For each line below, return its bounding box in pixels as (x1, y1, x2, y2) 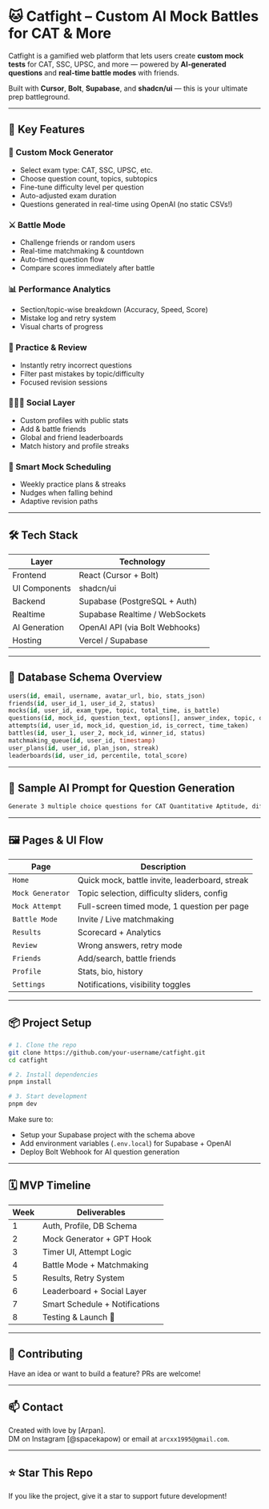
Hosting (12, 634, 42, 645)
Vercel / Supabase (78, 634, 148, 645)
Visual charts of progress (19, 322, 104, 331)
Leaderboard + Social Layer (42, 1285, 147, 1296)
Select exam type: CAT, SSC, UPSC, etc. (19, 165, 154, 175)
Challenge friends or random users (19, 237, 136, 247)
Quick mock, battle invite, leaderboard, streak (77, 875, 249, 886)
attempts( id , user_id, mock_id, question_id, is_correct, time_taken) (8, 722, 249, 730)
